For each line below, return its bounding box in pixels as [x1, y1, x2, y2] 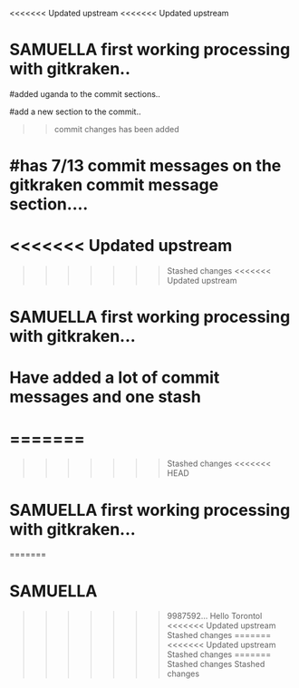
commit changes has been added [53, 123, 179, 134]
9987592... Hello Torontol [167, 611, 263, 622]
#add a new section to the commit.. [9, 106, 141, 117]
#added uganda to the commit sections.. [9, 88, 161, 99]
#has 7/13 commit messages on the [9, 156, 282, 176]
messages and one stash [9, 387, 201, 407]
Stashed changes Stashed [167, 659, 265, 670]
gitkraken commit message [9, 175, 219, 196]
